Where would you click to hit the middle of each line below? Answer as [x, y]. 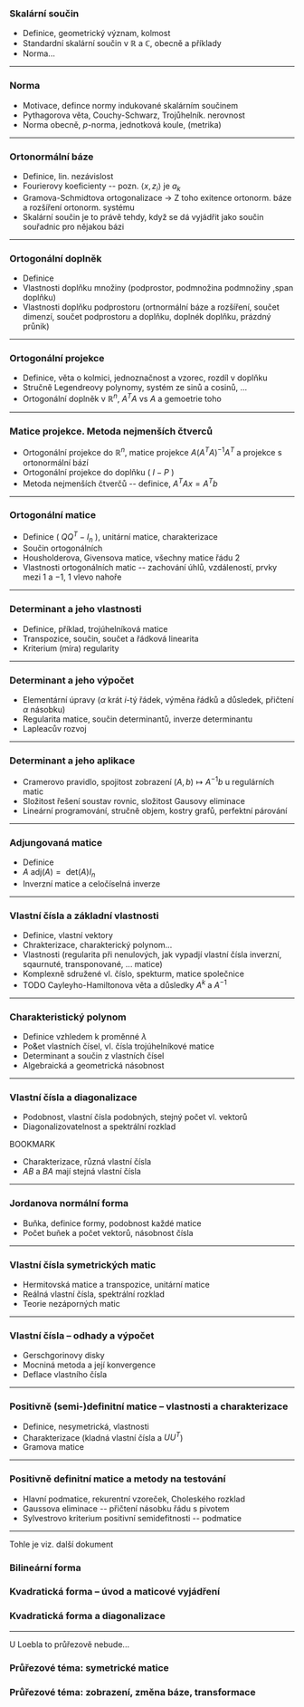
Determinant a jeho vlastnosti [76, 609]
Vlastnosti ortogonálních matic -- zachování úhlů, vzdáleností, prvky [150, 568]
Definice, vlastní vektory [67, 935]
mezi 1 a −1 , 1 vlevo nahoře [72, 577]
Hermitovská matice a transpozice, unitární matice [116, 1285]
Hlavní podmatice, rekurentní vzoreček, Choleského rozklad [134, 1499]
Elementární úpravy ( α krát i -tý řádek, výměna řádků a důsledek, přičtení [158, 699]
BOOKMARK [33, 1145]
